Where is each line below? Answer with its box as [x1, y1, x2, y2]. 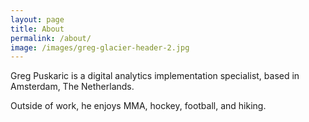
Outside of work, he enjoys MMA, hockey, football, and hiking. [10, 100, 267, 112]
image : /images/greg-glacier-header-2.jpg [10, 42, 190, 53]
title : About [10, 24, 65, 34]
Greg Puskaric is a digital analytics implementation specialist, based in [10, 70, 300, 82]
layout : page [10, 14, 65, 25]
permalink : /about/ [10, 33, 92, 43]
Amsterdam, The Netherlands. [10, 81, 135, 93]
